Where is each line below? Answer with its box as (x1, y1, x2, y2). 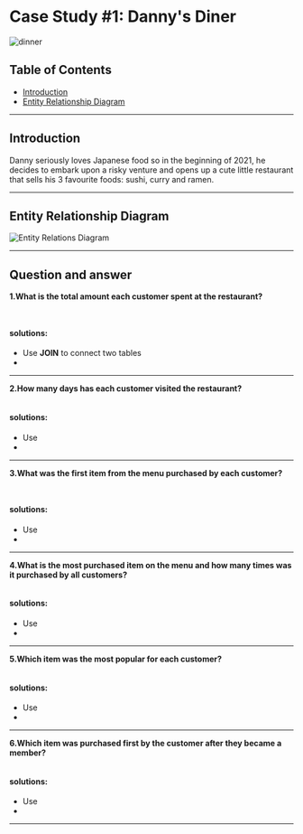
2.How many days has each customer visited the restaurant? (9, 383, 243, 394)
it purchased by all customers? (9, 569, 128, 580)
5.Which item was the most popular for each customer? (9, 653, 223, 664)
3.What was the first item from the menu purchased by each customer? (9, 467, 283, 478)
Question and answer (9, 267, 133, 282)
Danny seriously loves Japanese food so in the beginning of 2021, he (9, 155, 266, 165)
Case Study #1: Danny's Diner (9, 6, 237, 27)
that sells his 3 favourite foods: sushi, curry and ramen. (9, 173, 215, 184)
